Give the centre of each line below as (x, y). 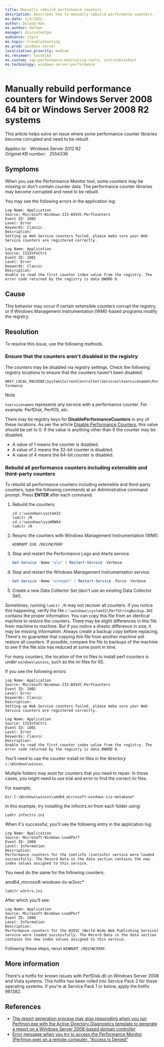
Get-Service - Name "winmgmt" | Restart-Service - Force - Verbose (79, 581)
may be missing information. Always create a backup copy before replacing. (82, 631)
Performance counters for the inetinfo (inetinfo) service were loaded (80, 855)
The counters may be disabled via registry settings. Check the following (78, 367)
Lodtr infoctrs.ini (25, 815)
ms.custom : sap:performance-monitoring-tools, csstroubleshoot (71, 60)
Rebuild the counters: (34, 504)
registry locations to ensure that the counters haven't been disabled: (74, 372)
